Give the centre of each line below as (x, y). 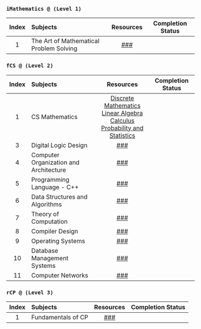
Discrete (122, 98)
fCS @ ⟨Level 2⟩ (30, 66)
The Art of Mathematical (66, 41)
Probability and (122, 128)
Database (45, 251)
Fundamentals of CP (60, 317)
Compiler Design (55, 231)
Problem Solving (54, 48)
